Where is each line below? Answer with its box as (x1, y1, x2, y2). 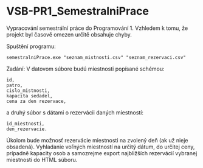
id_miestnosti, (6, 121, 45, 127)
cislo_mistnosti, (6, 87, 50, 94)
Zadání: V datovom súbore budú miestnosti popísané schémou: (6, 65, 165, 72)
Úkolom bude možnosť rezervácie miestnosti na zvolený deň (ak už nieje (6, 136, 188, 144)
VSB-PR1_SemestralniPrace (6, 4, 149, 18)
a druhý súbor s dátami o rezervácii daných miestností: (6, 108, 144, 116)
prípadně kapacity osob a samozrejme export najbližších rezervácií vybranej (6, 149, 198, 156)
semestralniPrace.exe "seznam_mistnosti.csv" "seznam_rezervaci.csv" (6, 54, 187, 60)
